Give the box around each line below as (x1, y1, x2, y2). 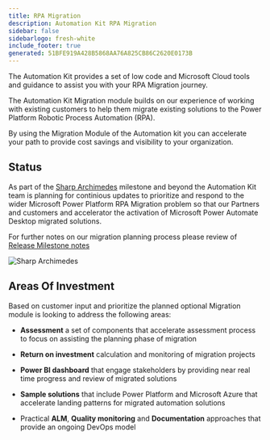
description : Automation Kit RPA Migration (8, 19, 157, 27)
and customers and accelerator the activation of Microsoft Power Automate (8, 207, 259, 217)
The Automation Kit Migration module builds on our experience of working (8, 96, 255, 105)
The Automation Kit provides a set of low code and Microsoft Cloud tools (8, 72, 250, 81)
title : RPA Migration (8, 11, 81, 20)
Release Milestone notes (8, 240, 90, 250)
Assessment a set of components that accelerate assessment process (19, 325, 256, 335)
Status (8, 161, 43, 174)
